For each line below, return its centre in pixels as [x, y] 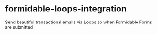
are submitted [19, 27]
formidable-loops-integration [66, 9]
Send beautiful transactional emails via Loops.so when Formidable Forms [78, 22]
